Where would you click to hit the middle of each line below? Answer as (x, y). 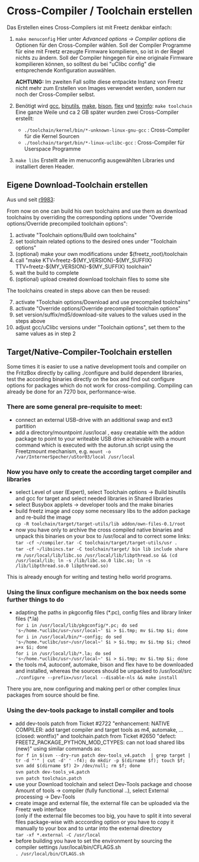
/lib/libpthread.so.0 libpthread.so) (62, 566)
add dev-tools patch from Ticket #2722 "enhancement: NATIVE (93, 723)
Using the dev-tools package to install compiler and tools (90, 710)
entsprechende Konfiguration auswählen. (65, 70)
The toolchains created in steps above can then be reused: (78, 290)
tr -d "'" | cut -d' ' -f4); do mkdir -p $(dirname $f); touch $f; (100, 760)
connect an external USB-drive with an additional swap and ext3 (94, 419)
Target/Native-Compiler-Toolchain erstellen (89, 352)
